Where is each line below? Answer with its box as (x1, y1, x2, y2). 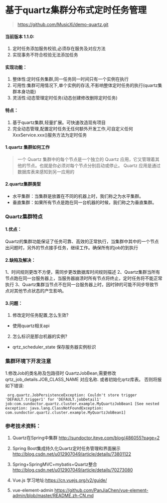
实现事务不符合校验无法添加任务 (12, 52, 78, 58)
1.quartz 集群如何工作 (5, 144, 50, 150)
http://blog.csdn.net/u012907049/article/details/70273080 (12, 467, 133, 473)
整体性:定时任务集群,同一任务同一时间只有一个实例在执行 (12, 76, 129, 82)
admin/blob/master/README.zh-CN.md (12, 493, 94, 499)
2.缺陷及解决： (5, 257, 36, 263)
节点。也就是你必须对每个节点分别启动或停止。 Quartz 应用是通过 (26, 162, 161, 168)
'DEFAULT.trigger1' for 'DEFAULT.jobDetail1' (5, 397, 101, 402)
